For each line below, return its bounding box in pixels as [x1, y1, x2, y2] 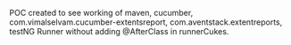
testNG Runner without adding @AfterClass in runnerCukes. [9, 26, 229, 36]
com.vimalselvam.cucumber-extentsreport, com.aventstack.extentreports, [9, 17, 283, 27]
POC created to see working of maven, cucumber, [9, 8, 194, 18]
